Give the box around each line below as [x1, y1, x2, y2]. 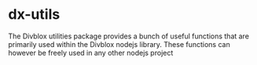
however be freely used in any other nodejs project [8, 48, 174, 57]
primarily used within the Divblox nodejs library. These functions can [8, 39, 230, 49]
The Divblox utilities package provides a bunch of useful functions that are [8, 31, 250, 41]
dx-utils [8, 5, 61, 23]
